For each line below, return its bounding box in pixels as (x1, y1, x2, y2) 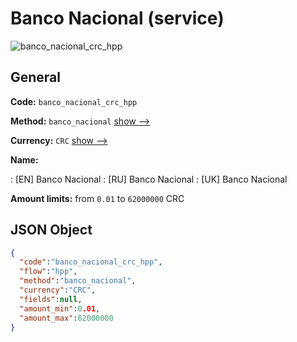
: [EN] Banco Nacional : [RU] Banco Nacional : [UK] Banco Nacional (10, 173, 288, 185)
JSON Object (10, 222, 93, 239)
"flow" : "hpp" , (19, 267, 78, 277)
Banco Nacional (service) (10, 7, 225, 30)
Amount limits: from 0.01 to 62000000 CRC (10, 192, 185, 204)
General (10, 69, 62, 86)
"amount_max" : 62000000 (19, 313, 114, 323)
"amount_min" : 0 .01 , (19, 303, 101, 314)
